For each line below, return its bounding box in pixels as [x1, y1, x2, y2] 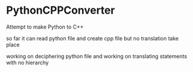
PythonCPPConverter [6, 4, 115, 17]
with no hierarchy [6, 59, 49, 66]
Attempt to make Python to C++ [6, 23, 84, 30]
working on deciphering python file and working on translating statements [6, 52, 187, 60]
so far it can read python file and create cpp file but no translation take [6, 35, 179, 42]
